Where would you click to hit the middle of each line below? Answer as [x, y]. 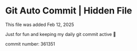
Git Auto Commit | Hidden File [69, 11]
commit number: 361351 [30, 44]
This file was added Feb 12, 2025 [40, 24]
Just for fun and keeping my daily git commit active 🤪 [61, 34]
